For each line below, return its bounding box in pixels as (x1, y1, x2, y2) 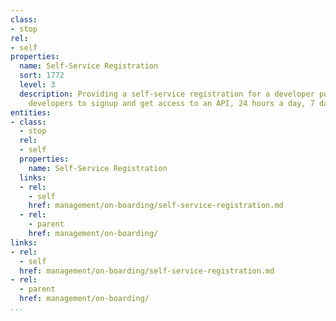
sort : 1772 (19, 71, 65, 81)
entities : (10, 107, 52, 118)
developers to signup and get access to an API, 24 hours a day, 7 (28, 98, 315, 108)
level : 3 (19, 80, 56, 90)
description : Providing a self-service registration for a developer (19, 89, 315, 99)
